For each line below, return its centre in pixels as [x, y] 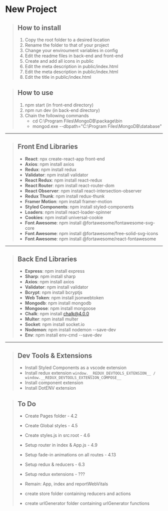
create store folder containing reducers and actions [78, 494]
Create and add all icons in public [59, 61]
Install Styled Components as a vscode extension [75, 368]
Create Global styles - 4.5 [51, 426]
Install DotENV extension [50, 388]
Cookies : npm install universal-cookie [64, 217]
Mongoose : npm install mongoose [60, 308]
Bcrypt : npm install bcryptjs [53, 292]
